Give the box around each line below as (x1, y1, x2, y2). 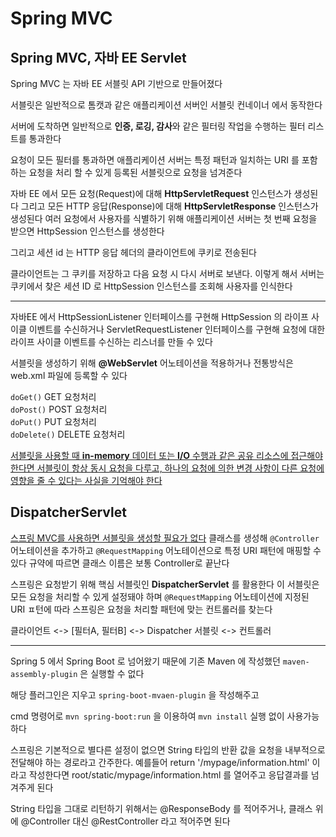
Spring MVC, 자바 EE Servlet (10, 49, 187, 66)
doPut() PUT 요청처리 (10, 416, 97, 427)
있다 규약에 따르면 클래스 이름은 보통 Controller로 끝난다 (10, 557, 230, 569)
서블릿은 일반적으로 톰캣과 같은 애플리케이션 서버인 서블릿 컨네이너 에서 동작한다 (10, 99, 323, 111)
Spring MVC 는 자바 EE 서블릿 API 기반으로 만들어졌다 (10, 78, 223, 89)
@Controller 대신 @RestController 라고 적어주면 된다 (20, 815, 231, 827)
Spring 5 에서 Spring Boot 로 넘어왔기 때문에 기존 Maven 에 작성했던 (10, 655, 281, 667)
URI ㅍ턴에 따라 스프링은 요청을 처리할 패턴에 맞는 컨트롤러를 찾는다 (10, 603, 273, 615)
